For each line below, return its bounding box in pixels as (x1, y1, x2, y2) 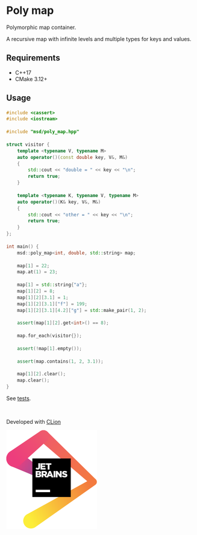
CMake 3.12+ (14, 75, 48, 82)
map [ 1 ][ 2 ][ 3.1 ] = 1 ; (17, 294, 69, 300)
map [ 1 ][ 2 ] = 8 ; (17, 288, 55, 294)
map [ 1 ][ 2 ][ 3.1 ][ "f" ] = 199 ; (17, 300, 87, 307)
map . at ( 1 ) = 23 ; (17, 269, 58, 275)
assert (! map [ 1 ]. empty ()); (17, 345, 83, 351)
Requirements (6, 53, 60, 63)
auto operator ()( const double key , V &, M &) (17, 154, 128, 160)
